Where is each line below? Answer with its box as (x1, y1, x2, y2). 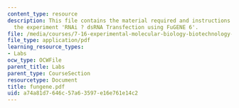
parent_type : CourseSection (7, 70, 91, 77)
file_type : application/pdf (7, 37, 91, 44)
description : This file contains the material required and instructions (7, 17, 231, 24)
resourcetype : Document (7, 76, 78, 84)
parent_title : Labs (7, 63, 65, 70)
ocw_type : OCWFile (7, 57, 62, 64)
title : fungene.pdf (7, 83, 65, 90)
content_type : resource (7, 10, 78, 18)
